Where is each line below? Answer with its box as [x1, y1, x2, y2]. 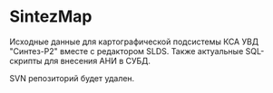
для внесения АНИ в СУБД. [44, 55, 151, 66]
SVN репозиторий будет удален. [9, 72, 135, 83]
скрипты [9, 55, 43, 66]
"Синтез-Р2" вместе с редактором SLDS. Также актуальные [9, 45, 244, 56]
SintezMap [9, 6, 93, 27]
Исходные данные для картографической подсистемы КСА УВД [9, 36, 259, 47]
